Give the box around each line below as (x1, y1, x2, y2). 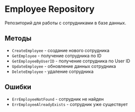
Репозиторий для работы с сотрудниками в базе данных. (4, 20, 127, 26)
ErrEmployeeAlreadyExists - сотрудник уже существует (11, 101, 128, 107)
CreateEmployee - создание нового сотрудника (11, 47, 110, 53)
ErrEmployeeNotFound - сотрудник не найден (11, 96, 104, 102)
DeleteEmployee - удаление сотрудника (11, 68, 94, 74)
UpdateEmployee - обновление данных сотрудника (11, 63, 116, 69)
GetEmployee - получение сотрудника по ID (11, 53, 102, 58)
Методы (4, 34, 32, 43)
